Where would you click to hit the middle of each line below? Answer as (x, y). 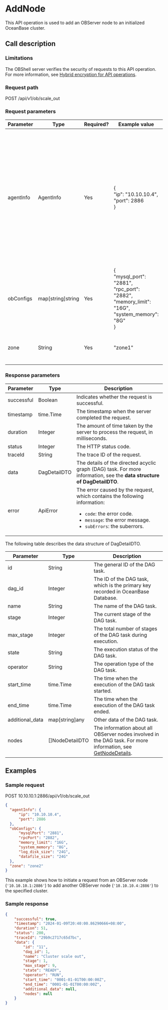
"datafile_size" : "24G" (43, 856)
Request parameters (30, 111)
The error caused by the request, (115, 489)
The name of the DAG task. (125, 606)
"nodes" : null (38, 994)
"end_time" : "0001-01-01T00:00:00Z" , (62, 984)
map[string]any (66, 720)
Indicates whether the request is (114, 396)
